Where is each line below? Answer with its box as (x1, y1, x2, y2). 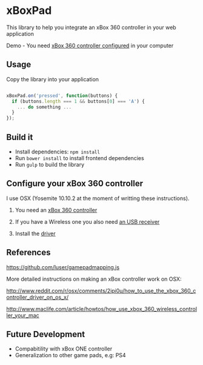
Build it (6, 132, 33, 142)
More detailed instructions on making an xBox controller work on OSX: (6, 275, 182, 283)
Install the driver (15, 230, 56, 237)
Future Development (6, 329, 85, 340)
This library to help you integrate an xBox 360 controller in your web (6, 24, 177, 31)
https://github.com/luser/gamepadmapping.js (6, 263, 120, 270)
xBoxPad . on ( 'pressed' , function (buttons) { (6, 92, 118, 99)
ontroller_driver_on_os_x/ (6, 293, 68, 301)
